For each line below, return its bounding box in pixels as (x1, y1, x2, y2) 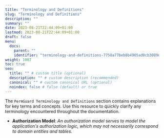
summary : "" (5, 21, 29, 26)
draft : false (5, 35, 32, 40)
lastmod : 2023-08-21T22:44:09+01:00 (5, 30, 80, 35)
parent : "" (14, 48, 36, 53)
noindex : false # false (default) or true (9, 84, 97, 90)
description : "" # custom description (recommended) (9, 75, 119, 80)
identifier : (14, 52, 38, 58)
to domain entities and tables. (12, 128, 72, 134)
